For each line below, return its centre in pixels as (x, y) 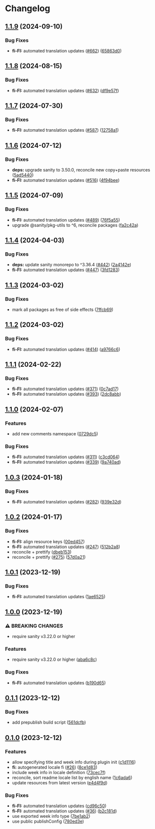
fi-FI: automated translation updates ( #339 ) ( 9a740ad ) (66, 462)
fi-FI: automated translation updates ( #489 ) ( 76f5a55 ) (66, 220)
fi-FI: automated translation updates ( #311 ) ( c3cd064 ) (66, 457)
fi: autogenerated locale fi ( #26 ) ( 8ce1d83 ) (55, 767)
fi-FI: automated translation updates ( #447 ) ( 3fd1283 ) (66, 270)
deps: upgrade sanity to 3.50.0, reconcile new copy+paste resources (81, 170)
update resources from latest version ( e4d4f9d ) (60, 783)
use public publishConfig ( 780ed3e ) (48, 821)
